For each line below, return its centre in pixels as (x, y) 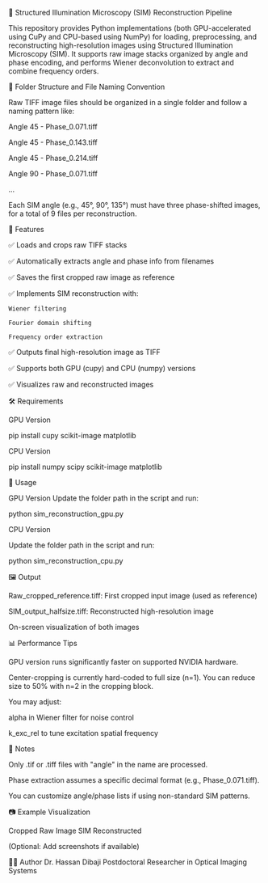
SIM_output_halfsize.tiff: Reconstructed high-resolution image (111, 611)
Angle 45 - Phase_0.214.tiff (53, 158)
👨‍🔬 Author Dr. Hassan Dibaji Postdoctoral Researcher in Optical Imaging (128, 862)
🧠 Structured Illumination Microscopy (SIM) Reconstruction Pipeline (120, 13)
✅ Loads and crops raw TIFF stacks (68, 245)
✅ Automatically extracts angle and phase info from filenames (111, 261)
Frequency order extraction (56, 337)
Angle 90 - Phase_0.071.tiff (53, 173)
